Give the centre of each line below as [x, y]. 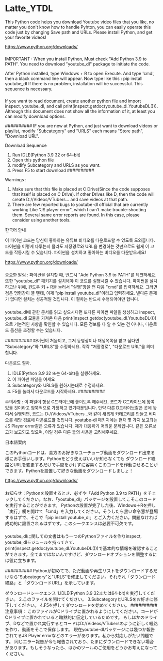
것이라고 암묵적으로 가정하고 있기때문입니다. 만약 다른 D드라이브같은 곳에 [83, 408]
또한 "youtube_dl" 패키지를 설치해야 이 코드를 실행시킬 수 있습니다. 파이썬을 [77, 281]
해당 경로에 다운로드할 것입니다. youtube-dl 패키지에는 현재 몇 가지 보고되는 [86, 420]
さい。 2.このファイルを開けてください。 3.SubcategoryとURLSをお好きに [79, 599]
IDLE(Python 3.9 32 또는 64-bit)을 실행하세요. [57, 373]
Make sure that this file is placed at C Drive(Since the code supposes [81, 189]
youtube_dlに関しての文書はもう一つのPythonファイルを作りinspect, [73, 536]
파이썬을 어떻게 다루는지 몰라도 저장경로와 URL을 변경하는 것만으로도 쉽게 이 [77, 246]
